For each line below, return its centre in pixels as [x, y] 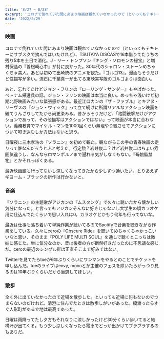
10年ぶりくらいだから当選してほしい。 [56, 272]
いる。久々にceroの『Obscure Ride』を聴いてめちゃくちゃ [81, 231]
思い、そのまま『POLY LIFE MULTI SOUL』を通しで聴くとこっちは [84, 237]
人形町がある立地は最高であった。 [43, 309]
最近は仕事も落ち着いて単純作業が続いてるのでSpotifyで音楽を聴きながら [79, 224]
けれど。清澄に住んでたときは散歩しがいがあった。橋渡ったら [92, 303]
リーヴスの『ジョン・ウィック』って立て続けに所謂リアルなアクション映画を [82, 107]
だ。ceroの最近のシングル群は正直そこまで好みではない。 [63, 249]
